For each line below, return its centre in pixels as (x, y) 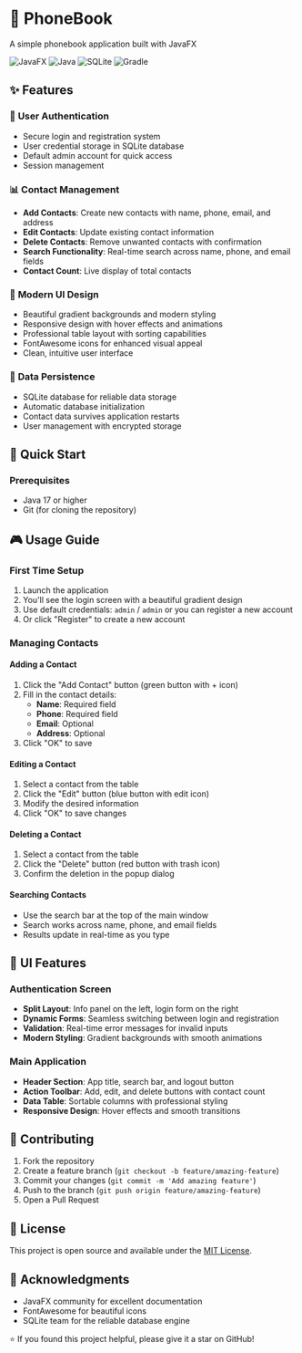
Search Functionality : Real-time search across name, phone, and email (156, 251)
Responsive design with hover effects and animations (122, 324)
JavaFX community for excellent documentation (112, 1301)
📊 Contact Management (65, 189)
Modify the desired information (81, 804)
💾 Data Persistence (52, 377)
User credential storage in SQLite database (103, 146)
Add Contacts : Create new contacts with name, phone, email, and (146, 213)
